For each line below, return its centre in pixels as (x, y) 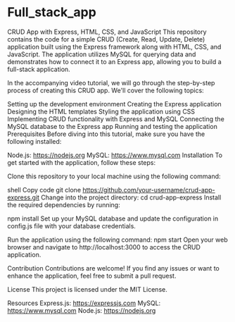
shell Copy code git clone (44, 190)
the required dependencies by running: (64, 204)
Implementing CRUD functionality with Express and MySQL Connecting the (116, 119)
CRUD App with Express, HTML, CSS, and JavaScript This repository (107, 32)
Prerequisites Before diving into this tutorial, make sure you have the (106, 134)
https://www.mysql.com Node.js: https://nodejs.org (82, 310)
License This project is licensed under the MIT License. (87, 289)
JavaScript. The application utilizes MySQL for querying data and (102, 54)
